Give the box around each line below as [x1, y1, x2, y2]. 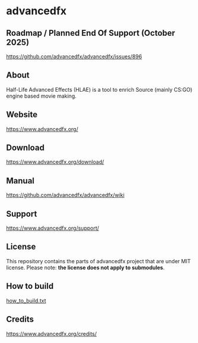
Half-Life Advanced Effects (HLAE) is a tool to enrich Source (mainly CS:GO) [6, 86, 193, 93]
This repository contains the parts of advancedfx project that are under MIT [6, 257, 191, 264]
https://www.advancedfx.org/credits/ [6, 330, 97, 337]
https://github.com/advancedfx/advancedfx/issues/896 [6, 53, 142, 60]
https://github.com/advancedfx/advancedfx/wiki [6, 192, 124, 199]
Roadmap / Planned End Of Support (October [6, 28, 175, 38]
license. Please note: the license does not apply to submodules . [6, 264, 165, 271]
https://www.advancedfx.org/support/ [6, 224, 100, 232]
